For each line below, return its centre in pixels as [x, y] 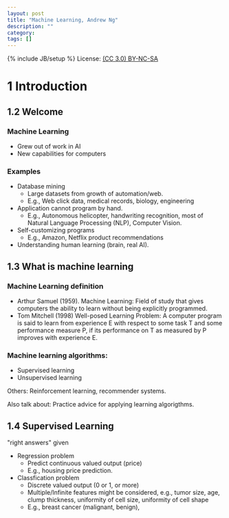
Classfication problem [48, 478]
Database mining [41, 186]
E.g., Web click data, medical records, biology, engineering [111, 201]
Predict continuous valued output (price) [85, 463]
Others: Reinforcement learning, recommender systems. [87, 391]
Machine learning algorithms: [57, 355]
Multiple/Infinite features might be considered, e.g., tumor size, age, [123, 493]
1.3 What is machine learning [70, 267]
